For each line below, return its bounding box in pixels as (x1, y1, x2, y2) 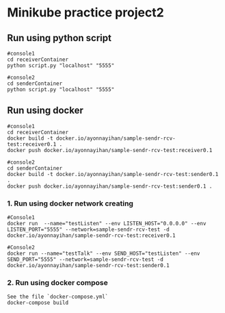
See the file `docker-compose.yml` (7, 293, 109, 301)
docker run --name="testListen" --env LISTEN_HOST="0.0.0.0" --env (7, 221, 207, 227)
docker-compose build (7, 299, 69, 306)
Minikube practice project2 (7, 5, 164, 21)
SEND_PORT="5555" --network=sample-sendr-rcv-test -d (7, 256, 164, 263)
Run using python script (7, 32, 111, 44)
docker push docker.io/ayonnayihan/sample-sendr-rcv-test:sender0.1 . (7, 183, 213, 190)
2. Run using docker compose (7, 278, 108, 288)
